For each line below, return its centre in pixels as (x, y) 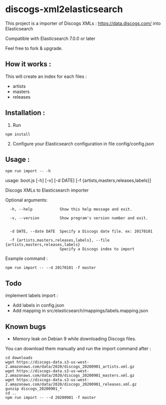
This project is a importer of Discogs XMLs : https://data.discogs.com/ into (83, 23)
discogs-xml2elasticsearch (64, 9)
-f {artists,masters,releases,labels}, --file (60, 240)
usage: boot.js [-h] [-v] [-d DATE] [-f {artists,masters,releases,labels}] (78, 181)
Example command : (27, 258)
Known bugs (26, 326)
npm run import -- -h (28, 171)
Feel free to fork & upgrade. (34, 48)
